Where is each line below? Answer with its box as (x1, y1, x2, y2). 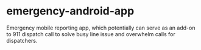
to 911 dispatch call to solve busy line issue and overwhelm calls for (6, 30, 175, 37)
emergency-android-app (6, 4, 135, 18)
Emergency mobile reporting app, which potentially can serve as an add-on (6, 24, 196, 31)
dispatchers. (6, 37, 38, 44)
